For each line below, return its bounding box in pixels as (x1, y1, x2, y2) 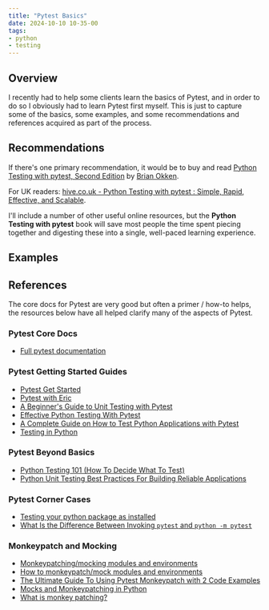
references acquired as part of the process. (8, 118, 152, 127)
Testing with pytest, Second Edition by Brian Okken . (8, 171, 179, 180)
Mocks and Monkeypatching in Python (19, 584, 147, 594)
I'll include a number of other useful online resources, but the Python (8, 210, 236, 220)
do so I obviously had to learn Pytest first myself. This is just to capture (8, 101, 243, 111)
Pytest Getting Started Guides (8, 366, 128, 378)
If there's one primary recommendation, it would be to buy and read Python (8, 162, 258, 172)
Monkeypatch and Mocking (8, 540, 118, 551)
